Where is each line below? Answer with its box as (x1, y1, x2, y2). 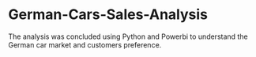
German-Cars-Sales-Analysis (8, 6, 208, 24)
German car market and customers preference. (8, 40, 162, 49)
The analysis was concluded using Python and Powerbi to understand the (8, 32, 248, 41)
